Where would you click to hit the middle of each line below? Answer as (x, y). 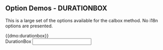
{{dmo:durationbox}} (27, 35)
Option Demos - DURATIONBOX (56, 8)
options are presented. (29, 26)
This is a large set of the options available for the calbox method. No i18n (82, 20)
